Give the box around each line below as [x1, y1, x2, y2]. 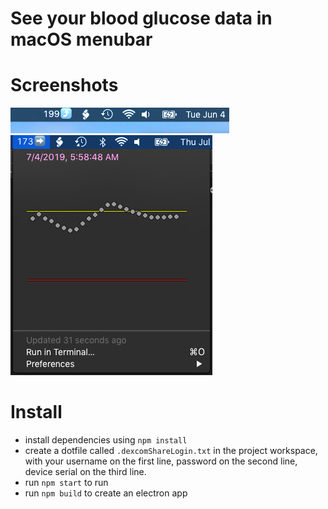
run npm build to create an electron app [24, 487, 188, 499]
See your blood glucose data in [10, 7, 273, 30]
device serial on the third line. [24, 466, 147, 478]
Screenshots [10, 74, 119, 97]
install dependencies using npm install [24, 434, 188, 446]
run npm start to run [24, 477, 109, 489]
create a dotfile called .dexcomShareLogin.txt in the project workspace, [24, 445, 318, 457]
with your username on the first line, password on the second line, [24, 455, 298, 467]
